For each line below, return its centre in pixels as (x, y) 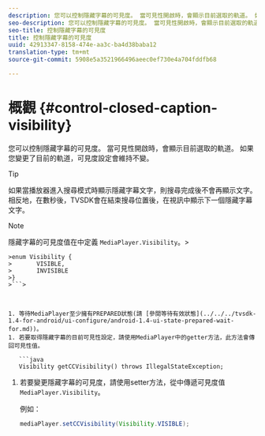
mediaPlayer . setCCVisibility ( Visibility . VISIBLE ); (105, 423)
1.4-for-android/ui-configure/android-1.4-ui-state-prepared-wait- (121, 321)
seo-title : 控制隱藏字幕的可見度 (57, 30)
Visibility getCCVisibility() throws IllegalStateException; (121, 366)
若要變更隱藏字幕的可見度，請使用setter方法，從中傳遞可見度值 (122, 382)
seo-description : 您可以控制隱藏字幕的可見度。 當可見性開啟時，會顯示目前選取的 (128, 23)
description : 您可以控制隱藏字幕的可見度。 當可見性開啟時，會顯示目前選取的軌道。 (130, 15)
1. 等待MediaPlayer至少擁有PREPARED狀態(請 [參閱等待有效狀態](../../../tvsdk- (132, 314)
